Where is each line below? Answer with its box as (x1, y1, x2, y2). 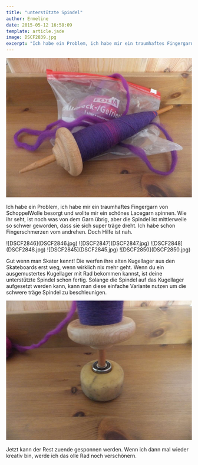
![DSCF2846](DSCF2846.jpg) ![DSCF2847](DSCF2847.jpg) (6, 240, 150, 247)
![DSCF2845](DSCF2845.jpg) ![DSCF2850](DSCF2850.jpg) (47, 246, 191, 253)
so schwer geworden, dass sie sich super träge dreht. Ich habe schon (6, 222, 176, 229)
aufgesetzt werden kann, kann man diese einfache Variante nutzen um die (6, 283, 187, 289)
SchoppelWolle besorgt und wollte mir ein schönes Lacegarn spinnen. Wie (6, 209, 187, 217)
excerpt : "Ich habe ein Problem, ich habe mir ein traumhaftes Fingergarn (6, 41, 194, 47)
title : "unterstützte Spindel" (6, 9, 83, 15)
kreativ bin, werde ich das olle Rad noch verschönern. (6, 452, 137, 459)
